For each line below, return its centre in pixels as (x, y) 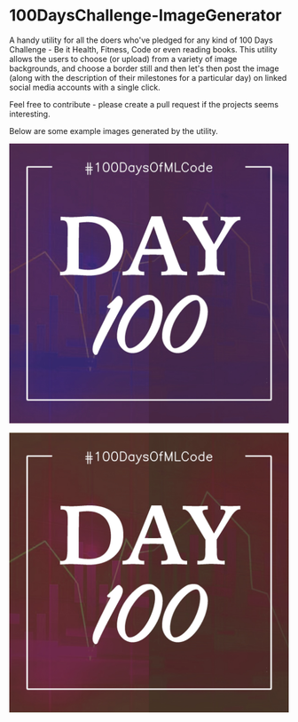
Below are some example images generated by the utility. (114, 131)
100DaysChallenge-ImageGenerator (145, 16)
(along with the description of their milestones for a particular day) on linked (148, 77)
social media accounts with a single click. (85, 87)
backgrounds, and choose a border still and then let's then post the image (144, 68)
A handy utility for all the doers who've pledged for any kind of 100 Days (141, 40)
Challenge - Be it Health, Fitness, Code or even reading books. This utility (143, 49)
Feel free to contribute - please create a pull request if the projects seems (144, 104)
